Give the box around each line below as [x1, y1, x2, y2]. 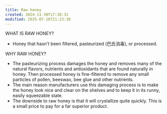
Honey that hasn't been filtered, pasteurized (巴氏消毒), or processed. [12, 41, 157, 47]
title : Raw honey [5, 7, 42, 13]
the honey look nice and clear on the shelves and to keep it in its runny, [12, 87, 160, 93]
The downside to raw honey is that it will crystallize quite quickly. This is [12, 98, 162, 104]
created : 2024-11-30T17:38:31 [5, 12, 69, 17]
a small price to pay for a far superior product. [12, 103, 108, 109]
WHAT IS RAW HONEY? [5, 31, 54, 37]
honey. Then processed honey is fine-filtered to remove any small [12, 71, 149, 77]
